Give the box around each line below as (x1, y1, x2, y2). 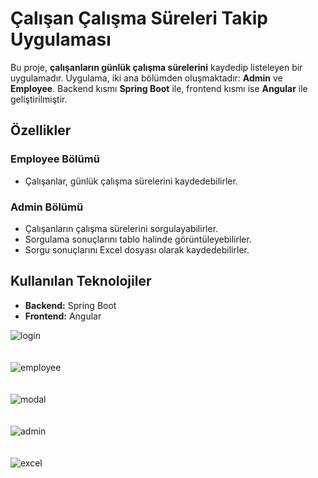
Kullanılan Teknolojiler (10, 273, 152, 290)
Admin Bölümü (10, 200, 84, 214)
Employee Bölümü (10, 152, 100, 166)
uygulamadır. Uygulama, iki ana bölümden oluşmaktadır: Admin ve (10, 72, 283, 84)
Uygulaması (10, 28, 112, 51)
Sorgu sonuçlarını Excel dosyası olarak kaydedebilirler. (24, 243, 250, 256)
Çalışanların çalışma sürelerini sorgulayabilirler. (24, 222, 219, 234)
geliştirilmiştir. (10, 93, 68, 105)
